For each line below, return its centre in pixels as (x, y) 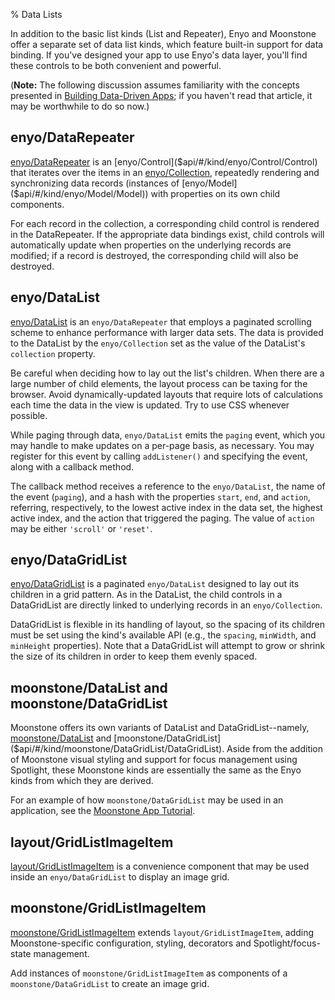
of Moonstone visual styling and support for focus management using (154, 760)
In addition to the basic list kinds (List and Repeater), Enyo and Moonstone (163, 33)
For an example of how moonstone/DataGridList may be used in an (147, 800)
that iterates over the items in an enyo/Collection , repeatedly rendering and (165, 172)
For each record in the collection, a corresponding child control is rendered (165, 223)
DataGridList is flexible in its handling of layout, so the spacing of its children (168, 625)
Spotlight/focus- (287, 943)
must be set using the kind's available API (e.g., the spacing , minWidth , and (163, 635)
